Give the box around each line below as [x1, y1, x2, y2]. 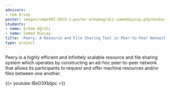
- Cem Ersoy [5, 12, 30, 17]
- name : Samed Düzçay [5, 31, 51, 36]
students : [5, 21, 26, 27]
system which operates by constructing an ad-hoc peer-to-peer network [5, 59, 157, 66]
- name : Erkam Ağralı [5, 26, 51, 31]
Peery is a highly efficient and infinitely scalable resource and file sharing [5, 54, 158, 60]
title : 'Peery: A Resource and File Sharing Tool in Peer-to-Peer [5, 36, 148, 41]
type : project [5, 40, 35, 45]
